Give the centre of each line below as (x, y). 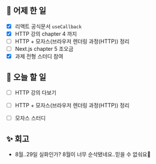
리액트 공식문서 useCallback (48, 26)
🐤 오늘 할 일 (26, 77)
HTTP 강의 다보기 (36, 92)
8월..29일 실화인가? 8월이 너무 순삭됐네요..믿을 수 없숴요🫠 (83, 154)
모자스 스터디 (30, 118)
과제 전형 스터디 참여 (39, 56)
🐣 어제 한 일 (26, 11)
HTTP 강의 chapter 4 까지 (46, 34)
